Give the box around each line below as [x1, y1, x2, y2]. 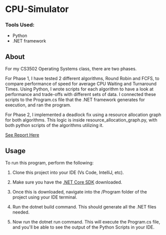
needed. [12, 209, 30, 215]
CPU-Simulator [5, 3, 69, 15]
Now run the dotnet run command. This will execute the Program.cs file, [12, 219, 161, 225]
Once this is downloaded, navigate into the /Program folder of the [12, 189, 147, 195]
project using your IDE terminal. [12, 194, 77, 200]
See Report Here [5, 132, 39, 138]
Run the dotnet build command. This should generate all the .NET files [12, 204, 157, 210]
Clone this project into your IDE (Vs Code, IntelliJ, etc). [12, 169, 124, 175]
